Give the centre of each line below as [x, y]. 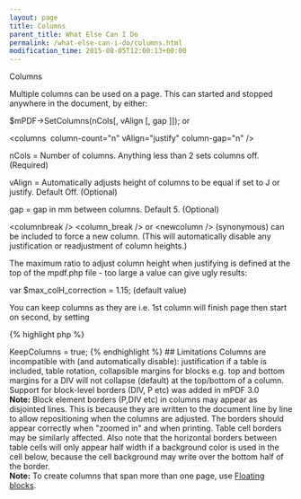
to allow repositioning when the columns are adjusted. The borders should [147, 419]
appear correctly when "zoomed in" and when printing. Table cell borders [146, 428]
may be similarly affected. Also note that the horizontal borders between [143, 438]
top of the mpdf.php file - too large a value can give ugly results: [128, 273]
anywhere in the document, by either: [79, 103]
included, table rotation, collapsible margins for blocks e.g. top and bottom [147, 371]
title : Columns [38, 26]
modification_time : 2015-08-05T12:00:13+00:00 [98, 51]
